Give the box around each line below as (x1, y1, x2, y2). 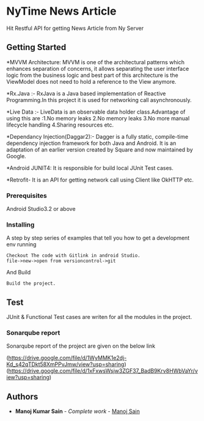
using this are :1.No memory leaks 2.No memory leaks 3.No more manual (6, 114, 190, 122)
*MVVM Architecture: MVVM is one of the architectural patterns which (6, 58, 185, 65)
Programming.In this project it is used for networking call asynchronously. (6, 96, 192, 103)
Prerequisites (6, 191, 47, 200)
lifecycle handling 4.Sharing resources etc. (6, 121, 114, 128)
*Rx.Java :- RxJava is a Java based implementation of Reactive (6, 90, 166, 97)
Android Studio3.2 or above (6, 205, 76, 213)
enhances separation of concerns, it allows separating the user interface (6, 65, 189, 72)
